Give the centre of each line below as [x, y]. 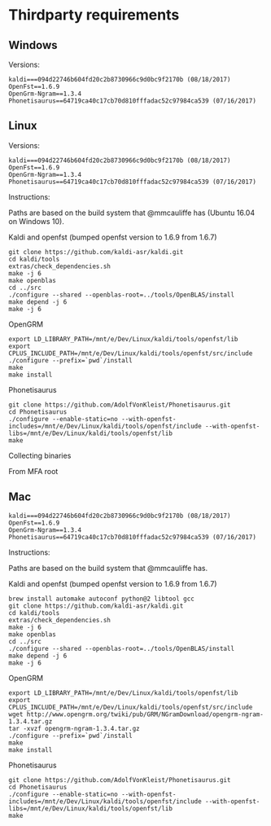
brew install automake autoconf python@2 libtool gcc [102, 599]
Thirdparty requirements [94, 15]
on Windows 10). [37, 221]
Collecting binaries [40, 455]
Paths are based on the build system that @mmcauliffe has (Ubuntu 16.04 [131, 213]
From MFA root [33, 471]
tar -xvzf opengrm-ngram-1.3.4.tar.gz [74, 728]
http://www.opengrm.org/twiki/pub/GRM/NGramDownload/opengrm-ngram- [145, 714]
